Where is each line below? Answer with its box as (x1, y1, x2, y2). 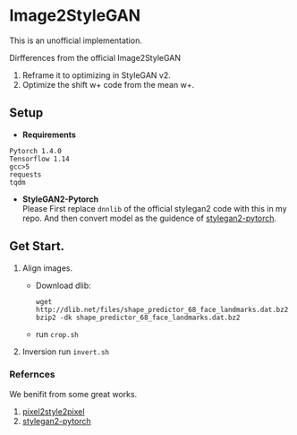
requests (9, 170, 42, 179)
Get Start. (9, 239, 65, 254)
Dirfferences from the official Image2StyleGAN (9, 52, 182, 63)
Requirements (21, 129, 76, 140)
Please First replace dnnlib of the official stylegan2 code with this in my (21, 203, 288, 213)
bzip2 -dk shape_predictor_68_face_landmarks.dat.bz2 (35, 313, 241, 322)
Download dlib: (35, 280, 91, 291)
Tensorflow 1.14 (9, 154, 70, 163)
